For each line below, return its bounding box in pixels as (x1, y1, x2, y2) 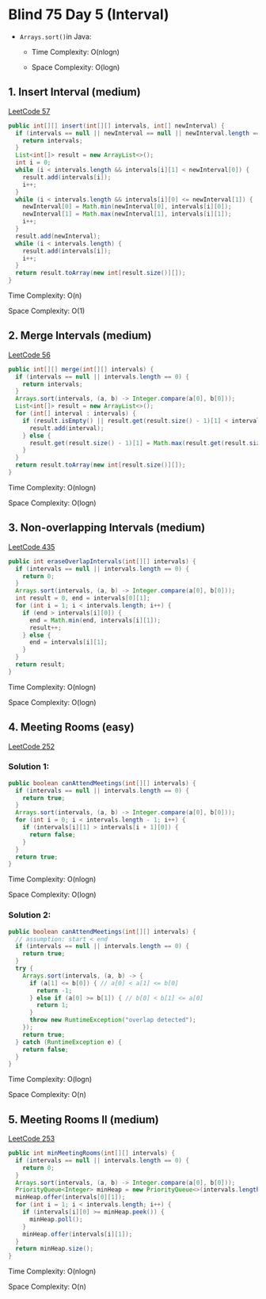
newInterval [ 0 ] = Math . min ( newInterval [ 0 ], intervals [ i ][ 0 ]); (22, 203, 232, 211)
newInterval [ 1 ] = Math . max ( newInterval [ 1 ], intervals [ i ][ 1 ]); (22, 210, 232, 219)
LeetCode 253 (8, 1134, 55, 1144)
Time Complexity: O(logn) (8, 1075, 93, 1084)
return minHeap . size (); (15, 1245, 93, 1253)
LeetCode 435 (8, 542, 55, 551)
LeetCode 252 (8, 741, 55, 751)
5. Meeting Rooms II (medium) (8, 1113, 160, 1126)
